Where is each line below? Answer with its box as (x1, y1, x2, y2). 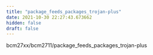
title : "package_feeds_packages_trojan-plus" (6, 8, 121, 15)
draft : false (6, 25, 39, 32)
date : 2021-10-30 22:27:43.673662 (6, 14, 93, 20)
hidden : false (6, 20, 42, 26)
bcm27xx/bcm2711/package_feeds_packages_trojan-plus (6, 42, 148, 49)
